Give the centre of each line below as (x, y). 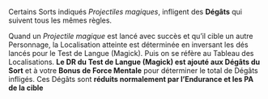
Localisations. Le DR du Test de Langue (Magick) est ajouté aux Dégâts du (134, 62)
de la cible (26, 88)
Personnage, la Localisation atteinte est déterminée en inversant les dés (128, 45)
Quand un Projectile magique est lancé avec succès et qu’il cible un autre (131, 36)
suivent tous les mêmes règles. (60, 20)
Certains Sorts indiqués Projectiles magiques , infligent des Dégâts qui (125, 12)
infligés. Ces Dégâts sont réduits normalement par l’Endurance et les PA (131, 79)
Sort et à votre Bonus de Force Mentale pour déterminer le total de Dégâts (134, 71)
